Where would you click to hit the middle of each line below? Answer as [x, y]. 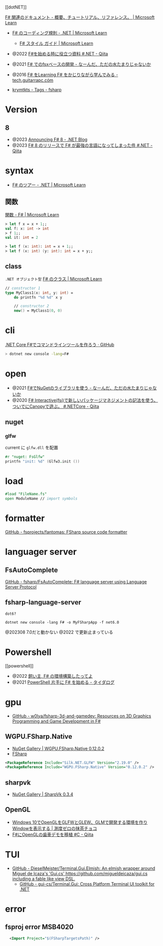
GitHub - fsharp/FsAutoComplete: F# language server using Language [76, 582]
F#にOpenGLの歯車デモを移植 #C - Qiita [53, 834]
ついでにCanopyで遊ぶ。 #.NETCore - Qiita [56, 406]
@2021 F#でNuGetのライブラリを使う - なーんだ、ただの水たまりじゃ [82, 388]
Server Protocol [21, 587]
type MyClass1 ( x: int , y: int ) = [39, 293]
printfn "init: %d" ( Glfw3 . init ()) [42, 461]
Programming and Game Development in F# [56, 721]
